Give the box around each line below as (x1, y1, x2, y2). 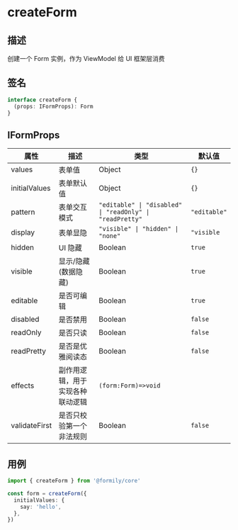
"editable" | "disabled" (98, 201, 183, 209)
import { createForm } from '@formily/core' (7, 478, 141, 485)
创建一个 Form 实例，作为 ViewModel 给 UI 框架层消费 (7, 55, 165, 62)
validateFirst (11, 421, 52, 431)
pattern (11, 207, 35, 217)
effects (11, 380, 35, 390)
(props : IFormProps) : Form (13, 103, 93, 110)
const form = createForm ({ (7, 490, 87, 497)
